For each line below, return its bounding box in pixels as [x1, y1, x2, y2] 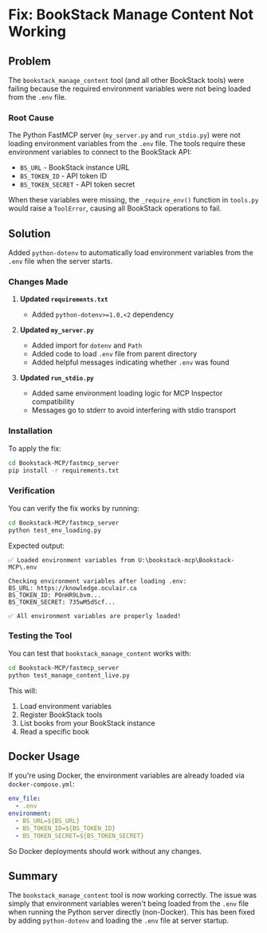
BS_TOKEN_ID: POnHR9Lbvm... [8, 591, 102, 599]
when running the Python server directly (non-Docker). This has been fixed [8, 907, 255, 917]
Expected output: [8, 541, 65, 550]
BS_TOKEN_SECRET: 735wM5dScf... [8, 598, 116, 606]
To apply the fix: [8, 443, 61, 453]
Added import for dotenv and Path [31, 341, 143, 350]
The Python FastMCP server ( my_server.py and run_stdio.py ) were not [8, 130, 241, 140]
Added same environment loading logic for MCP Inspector [31, 388, 223, 398]
